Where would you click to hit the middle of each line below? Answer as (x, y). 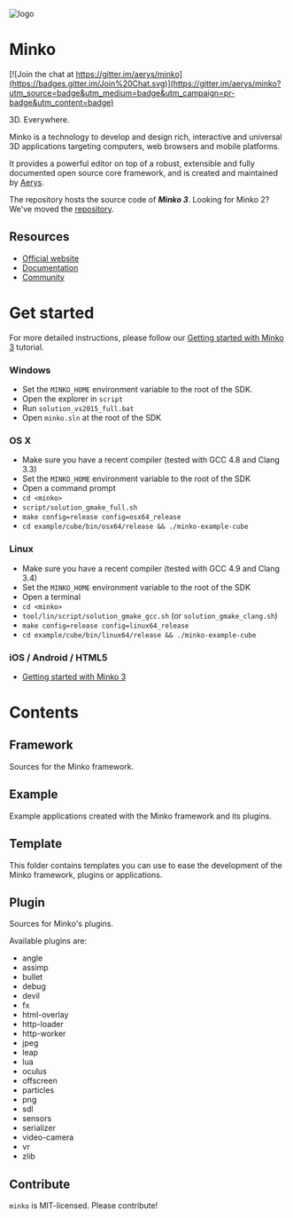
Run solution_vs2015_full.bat (78, 407)
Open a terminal (51, 597)
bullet (32, 977)
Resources (39, 237)
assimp (35, 968)
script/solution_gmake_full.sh (80, 508)
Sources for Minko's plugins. (61, 924)
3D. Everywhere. (39, 119)
